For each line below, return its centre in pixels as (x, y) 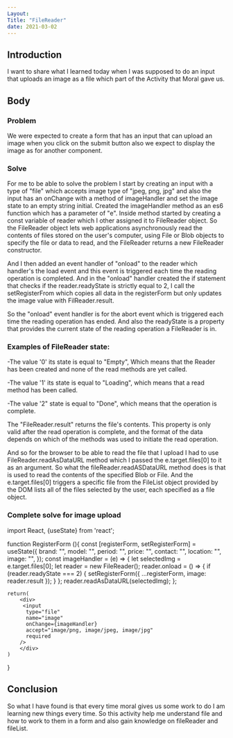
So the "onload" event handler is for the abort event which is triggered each (115, 314)
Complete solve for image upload (64, 515)
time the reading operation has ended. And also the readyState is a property (116, 321)
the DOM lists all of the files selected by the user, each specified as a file (111, 490)
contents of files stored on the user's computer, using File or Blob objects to (116, 235)
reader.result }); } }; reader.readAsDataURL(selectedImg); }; (92, 581)
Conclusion (33, 689)
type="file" (43, 612)
